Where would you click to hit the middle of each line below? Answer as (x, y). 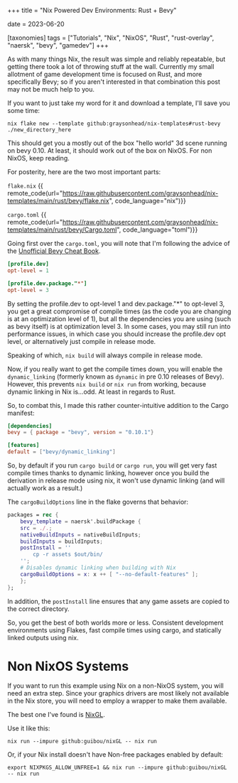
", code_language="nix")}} (147, 201)
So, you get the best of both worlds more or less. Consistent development (115, 622)
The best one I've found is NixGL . (56, 715)
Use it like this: (29, 728)
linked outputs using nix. (43, 637)
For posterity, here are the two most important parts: (84, 172)
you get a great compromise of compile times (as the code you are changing (119, 311)
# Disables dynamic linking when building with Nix (98, 568)
